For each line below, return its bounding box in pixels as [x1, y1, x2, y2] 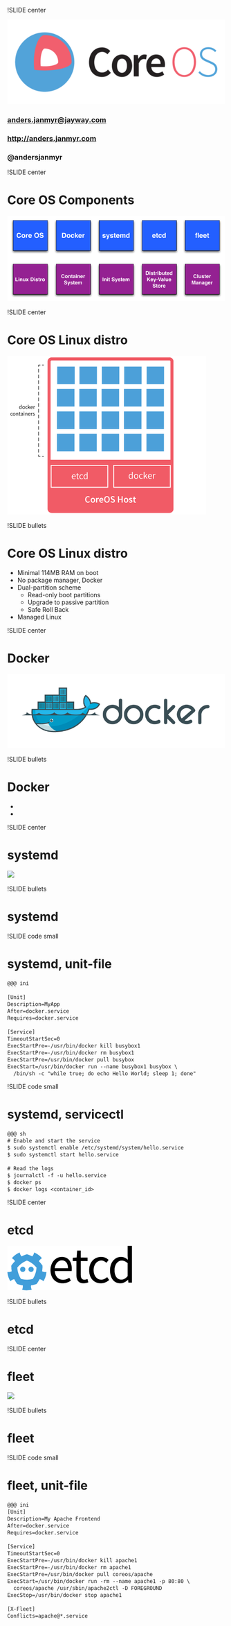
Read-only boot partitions [27, 591, 101, 599]
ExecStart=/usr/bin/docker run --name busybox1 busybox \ [7, 1063, 178, 1070]
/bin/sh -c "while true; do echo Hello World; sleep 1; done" [13, 1070, 196, 1077]
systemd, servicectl [7, 1106, 124, 1122]
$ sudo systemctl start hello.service [7, 1151, 119, 1158]
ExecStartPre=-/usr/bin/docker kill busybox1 [7, 1042, 140, 1050]
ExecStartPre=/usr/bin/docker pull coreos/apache [7, 1571, 154, 1577]
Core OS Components [7, 192, 135, 208]
